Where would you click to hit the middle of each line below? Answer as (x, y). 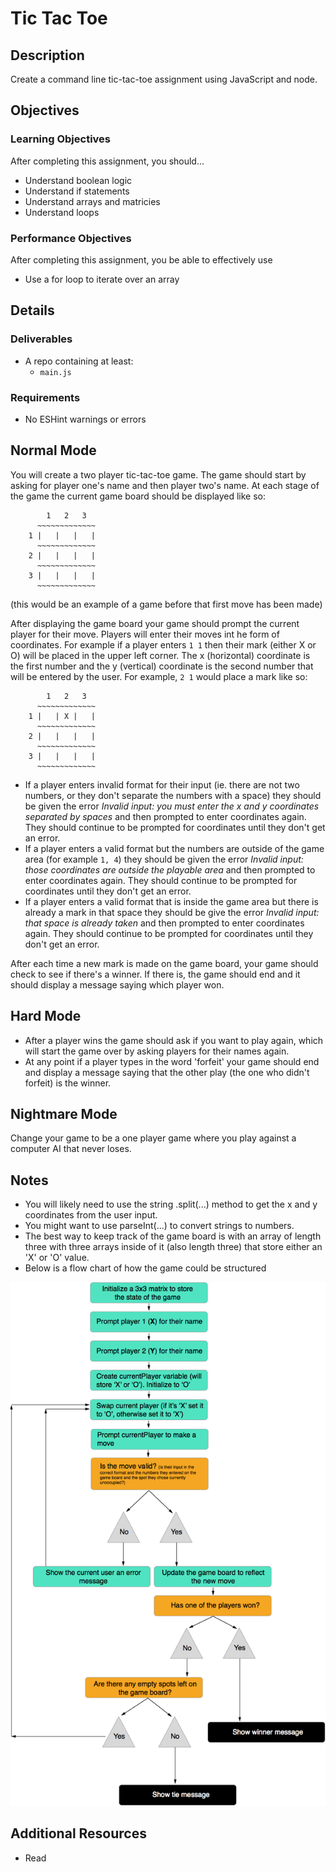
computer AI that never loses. (71, 1149)
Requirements (45, 397)
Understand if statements (77, 191)
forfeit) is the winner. (68, 1083)
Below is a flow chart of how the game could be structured (145, 1268)
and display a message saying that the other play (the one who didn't (167, 1072)
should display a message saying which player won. (117, 984)
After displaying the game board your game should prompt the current (155, 623)
